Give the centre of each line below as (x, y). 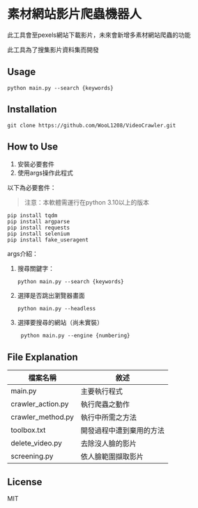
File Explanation (43, 357)
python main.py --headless (56, 309)
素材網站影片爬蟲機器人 (75, 14)
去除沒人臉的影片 (109, 444)
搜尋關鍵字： (36, 269)
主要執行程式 (102, 392)
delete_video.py (37, 443)
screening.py (32, 457)
